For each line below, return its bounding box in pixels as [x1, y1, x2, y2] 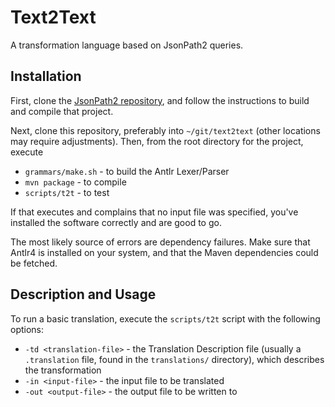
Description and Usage [10, 286, 157, 303]
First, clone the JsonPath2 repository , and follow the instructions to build [10, 94, 310, 106]
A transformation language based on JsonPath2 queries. [10, 39, 244, 51]
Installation [10, 68, 82, 85]
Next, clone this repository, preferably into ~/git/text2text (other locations [10, 124, 321, 136]
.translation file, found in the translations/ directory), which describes [24, 353, 325, 365]
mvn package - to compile [24, 176, 127, 188]
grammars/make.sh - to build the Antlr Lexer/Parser [24, 165, 230, 177]
